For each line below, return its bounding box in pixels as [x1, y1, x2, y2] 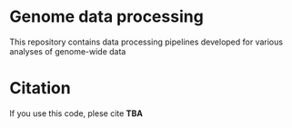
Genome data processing [9, 6, 205, 27]
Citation [9, 78, 71, 99]
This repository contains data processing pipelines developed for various [9, 36, 284, 47]
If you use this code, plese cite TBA [9, 107, 144, 119]
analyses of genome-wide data [9, 45, 126, 56]
